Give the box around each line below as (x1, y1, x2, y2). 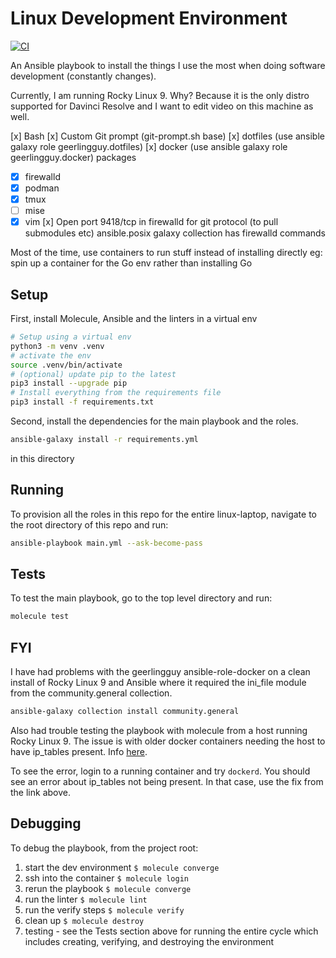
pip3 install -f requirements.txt (10, 397, 155, 407)
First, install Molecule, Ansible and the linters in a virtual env (10, 313, 258, 325)
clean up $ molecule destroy (24, 914, 145, 926)
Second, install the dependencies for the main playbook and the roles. (10, 415, 299, 427)
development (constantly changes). (10, 70, 157, 82)
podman (24, 182, 60, 194)
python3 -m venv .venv (10, 341, 105, 351)
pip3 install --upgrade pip (10, 378, 128, 389)
